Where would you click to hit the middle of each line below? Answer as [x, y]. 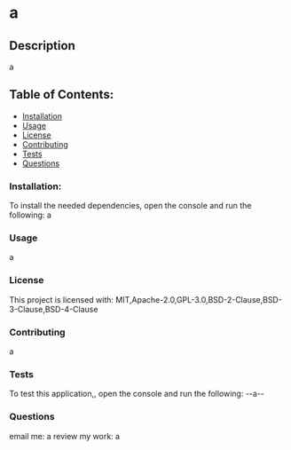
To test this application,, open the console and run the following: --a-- [137, 394]
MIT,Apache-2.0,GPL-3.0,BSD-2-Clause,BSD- [198, 299]
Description [42, 46]
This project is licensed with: [61, 299]
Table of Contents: [62, 95]
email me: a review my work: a [65, 436]
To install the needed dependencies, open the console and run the [130, 206]
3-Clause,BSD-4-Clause [54, 309]
